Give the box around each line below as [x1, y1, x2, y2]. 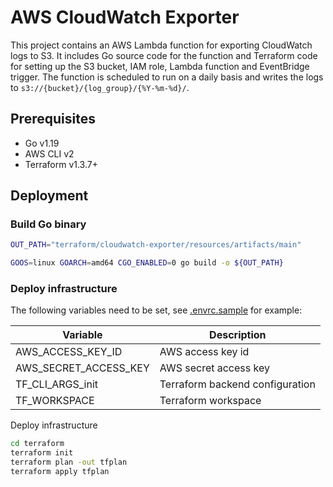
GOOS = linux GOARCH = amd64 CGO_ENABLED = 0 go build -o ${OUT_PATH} [10, 258, 284, 268]
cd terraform [10, 439, 65, 449]
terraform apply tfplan [10, 467, 110, 477]
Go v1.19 [24, 137, 60, 149]
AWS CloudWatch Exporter [10, 6, 240, 29]
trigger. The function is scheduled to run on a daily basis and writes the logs [10, 71, 324, 83]
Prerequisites [10, 111, 96, 128]
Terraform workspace [159, 394, 262, 408]
